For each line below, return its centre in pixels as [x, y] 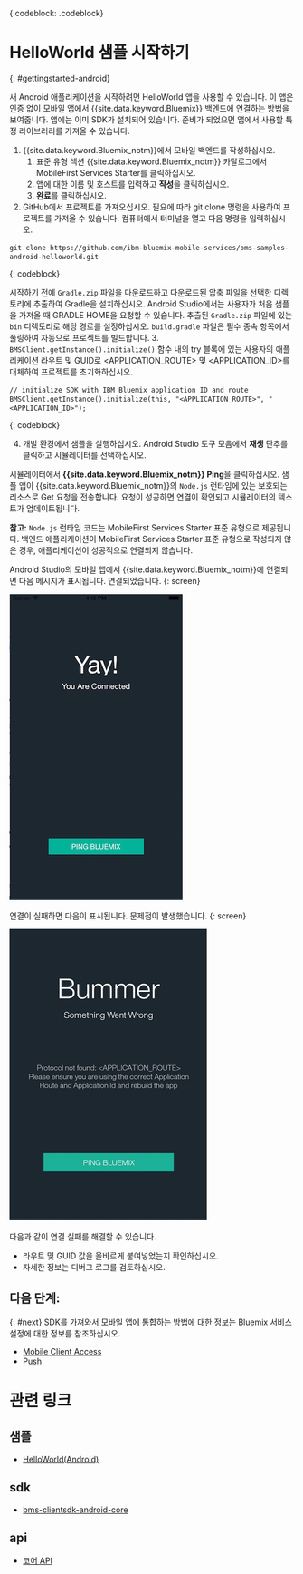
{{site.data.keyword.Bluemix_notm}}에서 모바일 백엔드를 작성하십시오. [149, 150]
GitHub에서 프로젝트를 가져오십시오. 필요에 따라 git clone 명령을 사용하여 [151, 207]
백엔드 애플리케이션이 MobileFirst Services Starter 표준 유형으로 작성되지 [151, 539]
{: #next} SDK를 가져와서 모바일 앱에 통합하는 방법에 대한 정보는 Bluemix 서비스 [151, 1322]
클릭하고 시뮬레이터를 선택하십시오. [84, 455]
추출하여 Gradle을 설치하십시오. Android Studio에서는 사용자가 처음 [153, 304]
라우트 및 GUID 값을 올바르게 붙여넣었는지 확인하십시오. [120, 1256]
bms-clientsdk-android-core [75, 1510]
